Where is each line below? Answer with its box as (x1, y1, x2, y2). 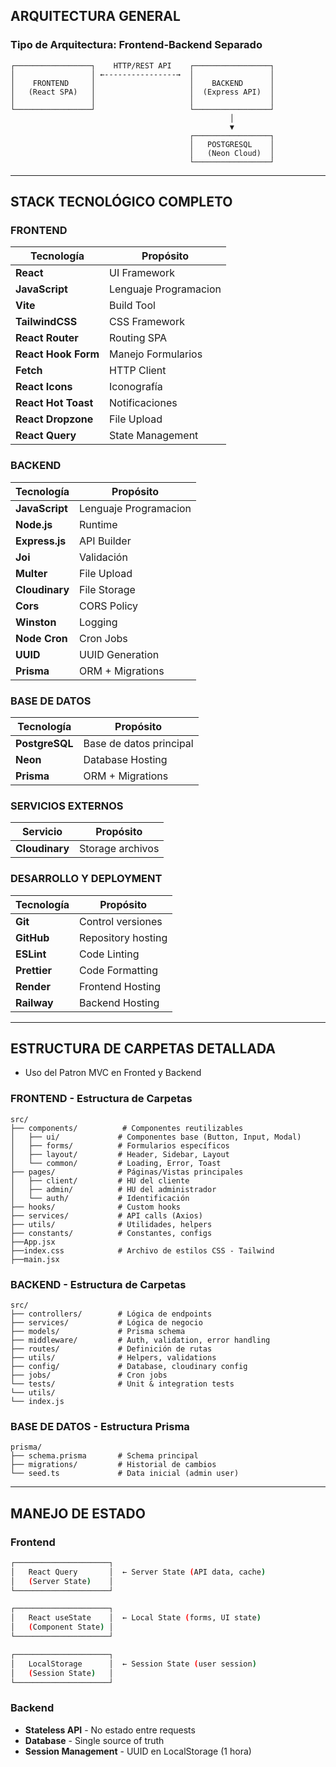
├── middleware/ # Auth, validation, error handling (10, 1335, 271, 1345)
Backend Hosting (79, 995, 160, 1009)
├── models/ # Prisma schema (10, 1326, 186, 1336)
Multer (15, 566, 48, 580)
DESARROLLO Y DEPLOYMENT (10, 872, 163, 886)
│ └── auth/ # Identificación (10, 1193, 190, 1203)
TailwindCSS (15, 315, 78, 329)
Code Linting (79, 947, 140, 961)
